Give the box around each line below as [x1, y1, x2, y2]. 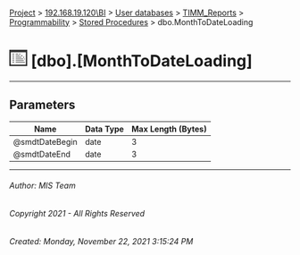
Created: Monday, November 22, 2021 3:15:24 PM [9, 235, 194, 246]
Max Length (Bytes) [131, 123, 207, 134]
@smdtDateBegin [12, 137, 78, 148]
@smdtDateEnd [12, 149, 71, 160]
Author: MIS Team [9, 180, 76, 191]
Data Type [84, 123, 125, 134]
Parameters [9, 97, 76, 112]
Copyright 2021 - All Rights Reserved [9, 208, 146, 219]
